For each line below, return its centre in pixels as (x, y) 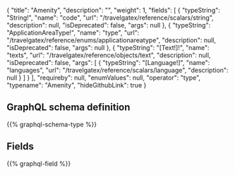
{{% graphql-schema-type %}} (52, 124)
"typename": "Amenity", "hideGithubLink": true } (77, 85)
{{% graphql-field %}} (39, 163)
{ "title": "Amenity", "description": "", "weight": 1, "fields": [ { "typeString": (113, 10)
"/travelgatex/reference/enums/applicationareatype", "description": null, (112, 40)
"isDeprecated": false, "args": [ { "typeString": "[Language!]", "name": (108, 62)
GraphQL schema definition (68, 108)
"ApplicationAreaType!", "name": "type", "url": (73, 32)
